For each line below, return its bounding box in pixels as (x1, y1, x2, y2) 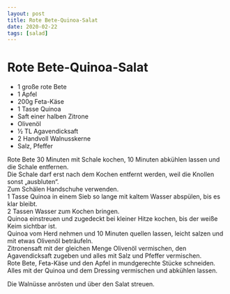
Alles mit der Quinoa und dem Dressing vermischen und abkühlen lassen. (7, 266, 218, 275)
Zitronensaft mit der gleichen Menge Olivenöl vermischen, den (7, 245, 187, 253)
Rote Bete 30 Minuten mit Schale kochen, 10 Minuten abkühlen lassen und (7, 155, 220, 164)
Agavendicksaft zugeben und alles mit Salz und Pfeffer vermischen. (7, 252, 202, 260)
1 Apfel (17, 90, 37, 98)
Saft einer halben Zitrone (17, 112, 89, 121)
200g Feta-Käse (17, 98, 65, 106)
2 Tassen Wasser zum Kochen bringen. (7, 207, 120, 216)
